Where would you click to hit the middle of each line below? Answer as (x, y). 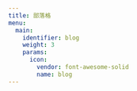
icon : (38, 60)
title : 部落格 (30, 15)
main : (25, 30)
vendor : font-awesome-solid (83, 67)
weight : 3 (39, 45)
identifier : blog (51, 38)
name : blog (55, 74)
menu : (17, 23)
